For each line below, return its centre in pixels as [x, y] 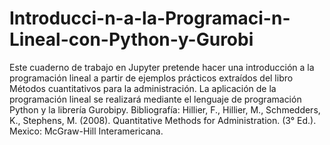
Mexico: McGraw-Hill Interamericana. [86, 131]
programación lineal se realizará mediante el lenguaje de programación [155, 99]
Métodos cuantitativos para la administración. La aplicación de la [143, 88]
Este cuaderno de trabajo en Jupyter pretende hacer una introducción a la [162, 67]
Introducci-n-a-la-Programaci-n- [150, 18]
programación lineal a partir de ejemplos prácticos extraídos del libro [151, 78]
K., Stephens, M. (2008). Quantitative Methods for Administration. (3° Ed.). [163, 120]
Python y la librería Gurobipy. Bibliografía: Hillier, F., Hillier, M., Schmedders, [165, 109]
